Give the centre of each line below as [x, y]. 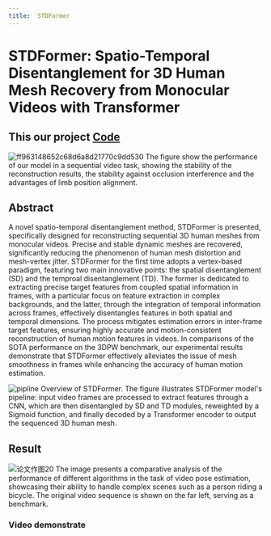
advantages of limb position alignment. [73, 182]
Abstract [31, 208]
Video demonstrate [47, 525]
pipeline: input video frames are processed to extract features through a [129, 398]
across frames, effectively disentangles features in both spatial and [121, 313]
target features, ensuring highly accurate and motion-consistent [115, 330]
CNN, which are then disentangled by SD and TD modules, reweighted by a [133, 406]
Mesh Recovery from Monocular [119, 90]
